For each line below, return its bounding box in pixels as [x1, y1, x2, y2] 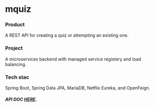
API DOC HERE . [5, 96, 37, 102]
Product [5, 21, 25, 28]
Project [5, 45, 23, 52]
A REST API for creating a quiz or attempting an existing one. [5, 32, 129, 38]
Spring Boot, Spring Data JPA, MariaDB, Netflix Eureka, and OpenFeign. [5, 85, 151, 91]
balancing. [5, 61, 27, 67]
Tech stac [5, 73, 30, 80]
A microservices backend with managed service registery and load [5, 56, 142, 62]
